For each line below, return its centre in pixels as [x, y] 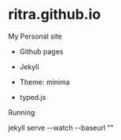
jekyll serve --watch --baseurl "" [61, 127]
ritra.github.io [55, 15]
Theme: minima [45, 82]
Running [22, 112]
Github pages [41, 51]
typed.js [33, 97]
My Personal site [35, 36]
